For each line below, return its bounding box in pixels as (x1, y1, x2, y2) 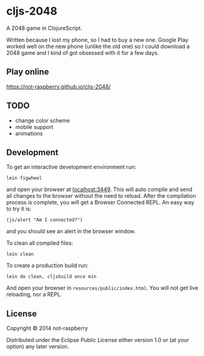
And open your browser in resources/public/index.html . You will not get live (6, 284, 199, 291)
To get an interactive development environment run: (6, 163, 136, 171)
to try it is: (6, 205, 32, 212)
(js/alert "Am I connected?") (6, 217, 83, 223)
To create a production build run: (6, 262, 89, 269)
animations (15, 130, 43, 137)
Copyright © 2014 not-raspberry (6, 324, 88, 332)
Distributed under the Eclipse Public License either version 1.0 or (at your (6, 337, 189, 344)
